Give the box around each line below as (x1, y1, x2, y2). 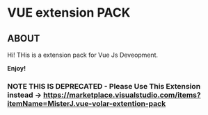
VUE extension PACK (7, 5, 131, 21)
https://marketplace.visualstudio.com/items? (42, 90, 201, 100)
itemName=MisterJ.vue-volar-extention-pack (7, 98, 166, 108)
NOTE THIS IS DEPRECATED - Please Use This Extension (7, 81, 201, 91)
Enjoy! (7, 64, 26, 72)
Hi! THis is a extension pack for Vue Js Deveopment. (7, 51, 159, 59)
